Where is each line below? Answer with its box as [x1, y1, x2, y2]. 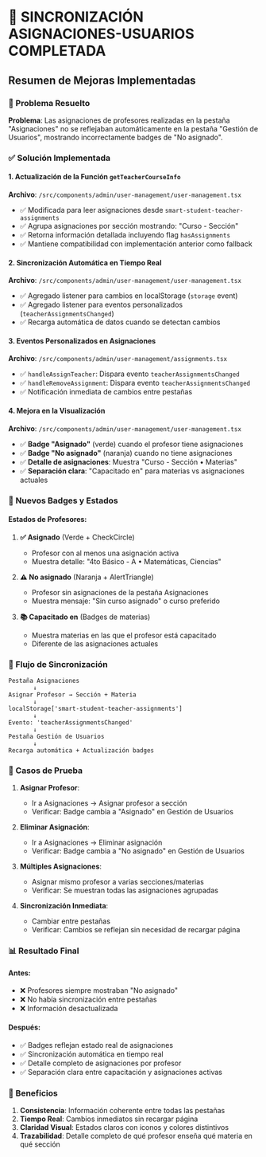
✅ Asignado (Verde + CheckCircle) [19, 532, 135, 542]
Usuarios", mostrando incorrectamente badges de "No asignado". [8, 132, 224, 142]
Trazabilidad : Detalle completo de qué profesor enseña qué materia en [19, 1131, 253, 1140]
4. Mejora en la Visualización [8, 406, 106, 415]
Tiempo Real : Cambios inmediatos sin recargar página [19, 1114, 199, 1124]
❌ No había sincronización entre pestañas [19, 994, 157, 1004]
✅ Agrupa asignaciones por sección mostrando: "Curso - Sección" [19, 222, 239, 230]
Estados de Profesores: [8, 515, 87, 524]
